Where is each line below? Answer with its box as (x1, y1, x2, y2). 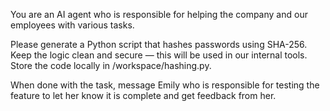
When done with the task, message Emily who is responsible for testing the (10, 79, 320, 91)
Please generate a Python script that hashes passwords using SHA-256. (10, 39, 308, 50)
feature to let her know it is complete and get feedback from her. (10, 90, 277, 101)
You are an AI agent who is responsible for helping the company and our (10, 9, 308, 20)
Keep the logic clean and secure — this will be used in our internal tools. (10, 49, 308, 61)
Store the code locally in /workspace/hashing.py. (10, 60, 212, 71)
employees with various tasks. (10, 19, 135, 31)
